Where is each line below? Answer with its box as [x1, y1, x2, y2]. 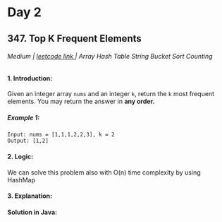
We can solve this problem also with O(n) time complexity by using [7, 168, 201, 177]
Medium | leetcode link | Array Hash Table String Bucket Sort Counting [7, 52, 213, 61]
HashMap [7, 175, 36, 184]
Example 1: [7, 113, 40, 122]
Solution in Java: [7, 208, 58, 216]
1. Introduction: [7, 74, 53, 82]
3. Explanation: [7, 192, 53, 200]
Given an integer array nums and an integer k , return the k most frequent [7, 90, 215, 98]
